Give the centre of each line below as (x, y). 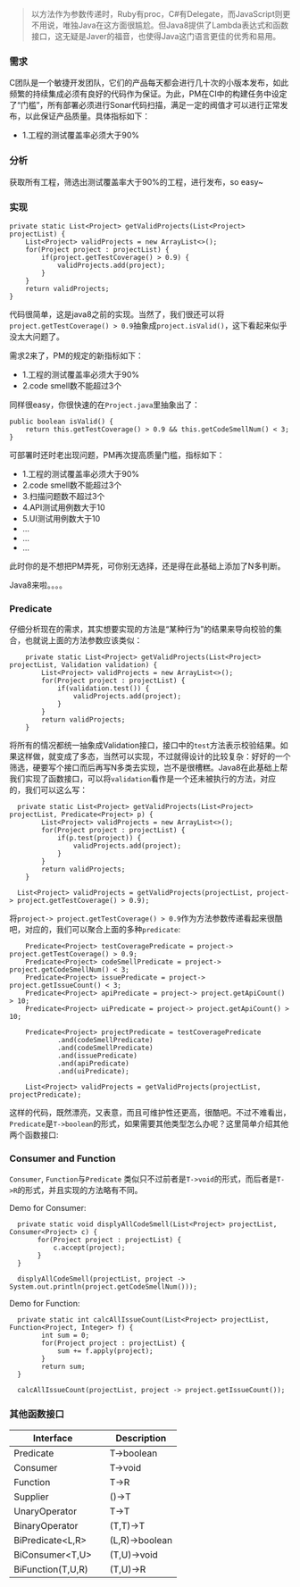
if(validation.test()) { (103, 689)
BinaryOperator (46, 1525)
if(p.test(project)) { (99, 839)
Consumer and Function (62, 1158)
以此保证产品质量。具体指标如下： (87, 116)
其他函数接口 (37, 1415)
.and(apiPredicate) (93, 1064)
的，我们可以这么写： (48, 790)
